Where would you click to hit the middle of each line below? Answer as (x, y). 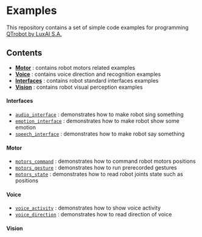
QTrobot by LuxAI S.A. (34, 33)
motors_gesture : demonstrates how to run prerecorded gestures (96, 168)
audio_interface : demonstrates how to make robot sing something (99, 114)
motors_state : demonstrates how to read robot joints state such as (99, 174)
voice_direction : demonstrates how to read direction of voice (93, 215)
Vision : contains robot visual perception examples (79, 87)
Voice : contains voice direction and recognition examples (88, 74)
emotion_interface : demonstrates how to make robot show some (97, 121)
